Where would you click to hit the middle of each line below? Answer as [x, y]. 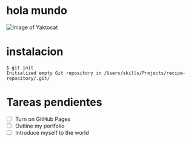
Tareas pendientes [54, 102]
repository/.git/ [28, 78]
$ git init [20, 68]
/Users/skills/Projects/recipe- [145, 73]
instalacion [35, 52]
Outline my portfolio [40, 126]
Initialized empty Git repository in [54, 73]
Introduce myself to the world [52, 132]
